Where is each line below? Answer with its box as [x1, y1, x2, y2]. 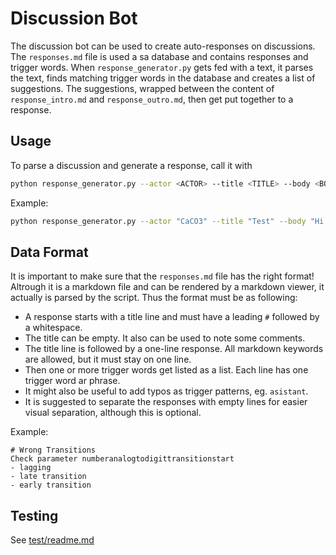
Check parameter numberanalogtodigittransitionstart [10, 454, 235, 464]
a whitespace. [24, 322, 83, 334]
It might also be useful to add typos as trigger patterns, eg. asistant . [24, 385, 309, 397]
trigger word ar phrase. [24, 375, 121, 387]
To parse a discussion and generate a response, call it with [10, 159, 253, 171]
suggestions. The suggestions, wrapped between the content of [10, 82, 275, 94]
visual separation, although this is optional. [24, 407, 202, 419]
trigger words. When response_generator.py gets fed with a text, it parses [10, 61, 314, 73]
